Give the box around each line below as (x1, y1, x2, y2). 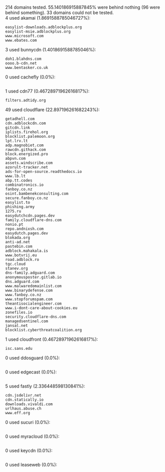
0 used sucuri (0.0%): (5, 419, 50, 425)
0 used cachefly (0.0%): (5, 74, 55, 80)
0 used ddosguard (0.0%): (5, 355, 60, 361)
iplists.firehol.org (5, 130, 49, 135)
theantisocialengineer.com (5, 301, 62, 306)
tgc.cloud (5, 261, 26, 266)
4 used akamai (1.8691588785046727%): (5, 15, 91, 21)
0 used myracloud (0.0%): (5, 433, 59, 439)
